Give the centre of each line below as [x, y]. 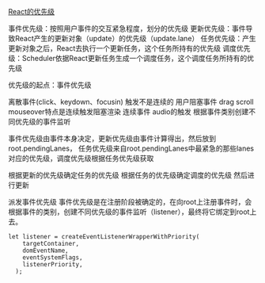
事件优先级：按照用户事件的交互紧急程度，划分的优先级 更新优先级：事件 [127, 29]
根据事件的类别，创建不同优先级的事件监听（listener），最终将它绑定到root [129, 212]
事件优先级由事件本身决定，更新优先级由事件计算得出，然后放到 [112, 138]
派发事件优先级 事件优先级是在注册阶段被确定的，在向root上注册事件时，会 [130, 202]
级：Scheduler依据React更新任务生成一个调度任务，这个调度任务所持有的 [128, 58]
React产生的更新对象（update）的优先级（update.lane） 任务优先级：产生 [135, 38]
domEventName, [45, 250]
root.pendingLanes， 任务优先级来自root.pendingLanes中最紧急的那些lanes [131, 148]
